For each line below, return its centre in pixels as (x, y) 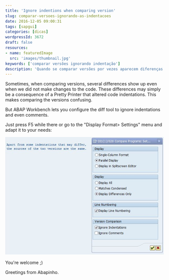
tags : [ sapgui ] (21, 27)
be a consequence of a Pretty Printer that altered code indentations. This (81, 95)
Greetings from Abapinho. (32, 272)
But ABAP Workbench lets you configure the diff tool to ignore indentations (83, 110)
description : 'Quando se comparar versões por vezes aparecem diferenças (84, 69)
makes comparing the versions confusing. (49, 100)
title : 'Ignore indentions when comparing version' (60, 11)
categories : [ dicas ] (27, 32)
